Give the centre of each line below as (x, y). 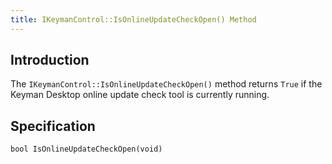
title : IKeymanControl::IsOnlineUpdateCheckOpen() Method (133, 19)
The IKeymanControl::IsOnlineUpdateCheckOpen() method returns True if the (166, 84)
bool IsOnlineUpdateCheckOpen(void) (86, 149)
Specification (53, 126)
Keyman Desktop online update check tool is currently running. (140, 95)
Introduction (50, 60)
